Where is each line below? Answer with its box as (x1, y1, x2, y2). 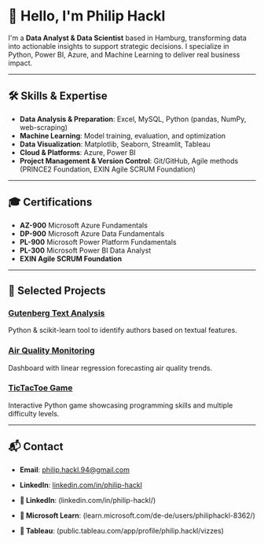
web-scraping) (19, 122, 68, 132)
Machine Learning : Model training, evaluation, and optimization (19, 131, 226, 140)
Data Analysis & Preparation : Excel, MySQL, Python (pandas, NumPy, (19, 114, 247, 124)
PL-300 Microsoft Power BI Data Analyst (19, 246, 152, 255)
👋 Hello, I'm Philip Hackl (8, 7, 166, 25)
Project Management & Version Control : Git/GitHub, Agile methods (19, 156, 239, 165)
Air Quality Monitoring (8, 345, 95, 356)
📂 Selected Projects (8, 283, 106, 297)
